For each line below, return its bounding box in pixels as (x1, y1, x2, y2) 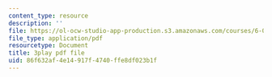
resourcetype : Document (8, 42, 89, 50)
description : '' (8, 19, 63, 27)
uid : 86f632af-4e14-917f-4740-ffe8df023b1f (8, 57, 158, 65)
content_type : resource (8, 11, 89, 20)
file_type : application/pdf (8, 34, 104, 43)
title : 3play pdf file (8, 49, 85, 57)
